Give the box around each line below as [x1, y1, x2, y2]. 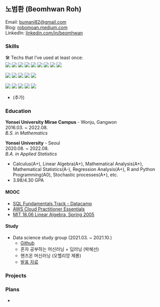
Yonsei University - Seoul [5, 140, 60, 146]
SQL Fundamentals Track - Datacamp [12, 200, 92, 206]
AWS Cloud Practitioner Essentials [12, 206, 85, 212]
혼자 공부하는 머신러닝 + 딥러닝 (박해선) [20, 246, 99, 252]
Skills [5, 43, 19, 50]
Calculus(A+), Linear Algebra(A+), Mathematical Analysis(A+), [12, 161, 144, 167]
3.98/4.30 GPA [12, 177, 44, 183]
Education [5, 107, 32, 114]
